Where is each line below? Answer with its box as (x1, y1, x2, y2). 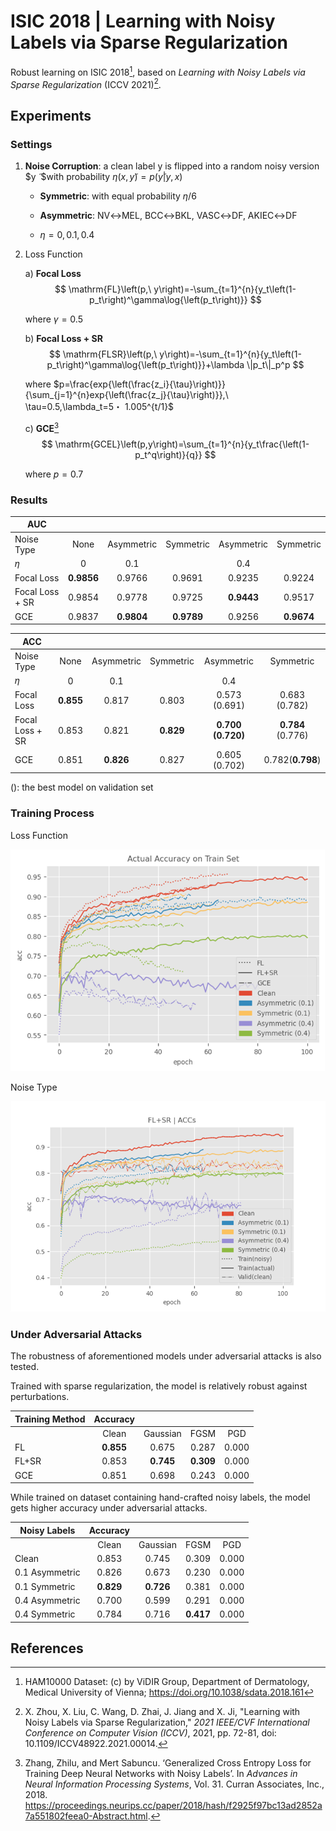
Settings (10, 137, 53, 151)
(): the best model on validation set (10, 781, 154, 794)
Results (10, 493, 48, 507)
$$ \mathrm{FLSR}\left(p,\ (48, 348, 158, 360)
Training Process (10, 806, 95, 820)
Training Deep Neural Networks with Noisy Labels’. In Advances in (24, 1768, 298, 1780)
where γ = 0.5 (24, 313, 83, 325)
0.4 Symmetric (14, 1608, 76, 1620)
